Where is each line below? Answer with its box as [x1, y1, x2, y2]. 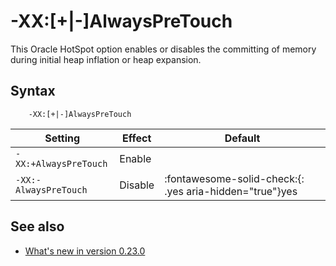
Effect [122, 131, 152, 145]
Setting [44, 131, 81, 145]
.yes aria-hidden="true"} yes [164, 184, 298, 198]
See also [10, 218, 65, 235]
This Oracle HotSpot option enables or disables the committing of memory [10, 43, 317, 55]
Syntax [10, 83, 56, 100]
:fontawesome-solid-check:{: [164, 171, 305, 185]
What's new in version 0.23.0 [24, 245, 146, 257]
